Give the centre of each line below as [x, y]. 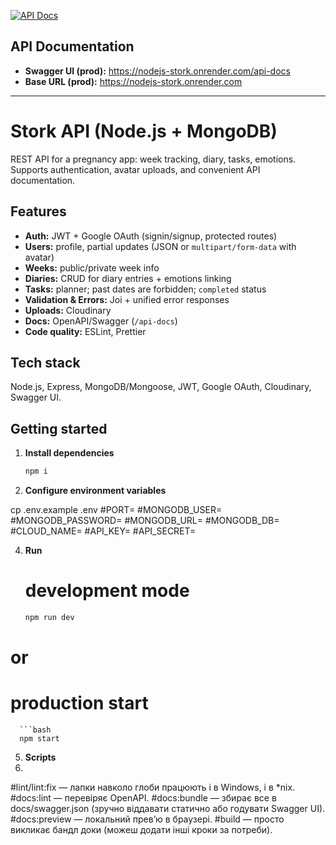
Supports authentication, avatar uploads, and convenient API [135, 169]
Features [38, 211]
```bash [35, 730]
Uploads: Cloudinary [68, 310]
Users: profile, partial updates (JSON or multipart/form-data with [160, 246]
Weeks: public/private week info [92, 267]
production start [79, 703]
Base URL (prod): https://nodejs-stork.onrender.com [133, 81]
